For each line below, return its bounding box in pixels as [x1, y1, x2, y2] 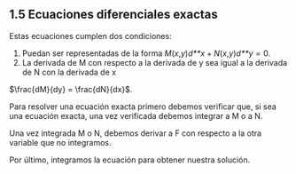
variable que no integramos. [9, 137, 113, 147]
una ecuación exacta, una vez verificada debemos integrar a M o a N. [9, 110, 263, 121]
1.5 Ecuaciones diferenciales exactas [9, 7, 219, 22]
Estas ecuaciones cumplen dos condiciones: [9, 30, 172, 41]
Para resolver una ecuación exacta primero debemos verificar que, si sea [9, 101, 277, 112]
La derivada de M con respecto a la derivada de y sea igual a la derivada [21, 57, 288, 67]
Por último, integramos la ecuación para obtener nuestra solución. [9, 154, 251, 165]
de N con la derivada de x [21, 67, 117, 77]
